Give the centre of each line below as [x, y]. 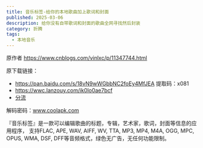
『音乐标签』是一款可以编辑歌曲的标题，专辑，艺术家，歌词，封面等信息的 [99, 123]
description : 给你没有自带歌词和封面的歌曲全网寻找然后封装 [73, 23]
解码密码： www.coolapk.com [43, 110]
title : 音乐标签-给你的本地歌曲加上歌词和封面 [58, 12]
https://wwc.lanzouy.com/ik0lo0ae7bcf [64, 90]
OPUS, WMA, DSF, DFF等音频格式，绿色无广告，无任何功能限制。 [88, 138]
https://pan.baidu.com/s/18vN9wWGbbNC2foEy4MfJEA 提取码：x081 [102, 83]
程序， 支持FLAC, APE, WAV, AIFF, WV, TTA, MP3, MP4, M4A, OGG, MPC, [103, 131]
